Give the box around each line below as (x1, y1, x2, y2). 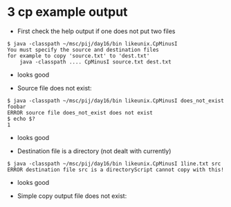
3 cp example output (7, 4, 128, 20)
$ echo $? (7, 115, 36, 122)
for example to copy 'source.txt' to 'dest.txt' (7, 52, 150, 59)
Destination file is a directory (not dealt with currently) (17, 146, 172, 155)
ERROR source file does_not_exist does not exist (7, 109, 154, 116)
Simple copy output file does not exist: (17, 191, 127, 200)
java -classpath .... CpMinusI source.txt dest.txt (19, 58, 172, 66)
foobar (7, 103, 26, 110)
